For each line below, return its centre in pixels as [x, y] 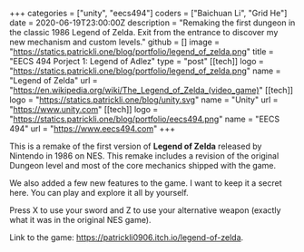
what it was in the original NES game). [80, 220]
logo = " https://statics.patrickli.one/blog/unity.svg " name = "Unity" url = [144, 100]
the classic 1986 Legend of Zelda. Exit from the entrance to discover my [144, 32]
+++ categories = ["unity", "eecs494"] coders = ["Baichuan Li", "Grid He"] [148, 13]
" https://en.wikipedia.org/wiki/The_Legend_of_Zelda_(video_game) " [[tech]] [151, 90]
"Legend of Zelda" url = [54, 80]
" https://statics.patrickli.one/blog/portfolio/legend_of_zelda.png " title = [142, 52]
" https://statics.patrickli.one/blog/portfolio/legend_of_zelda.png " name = [145, 71]
